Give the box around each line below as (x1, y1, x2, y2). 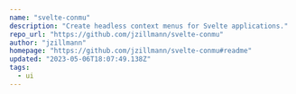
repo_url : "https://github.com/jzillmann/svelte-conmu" (9, 30, 224, 38)
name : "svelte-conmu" (9, 13, 91, 22)
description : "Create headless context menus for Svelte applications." (9, 21, 289, 30)
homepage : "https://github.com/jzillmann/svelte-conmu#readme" (9, 47, 253, 56)
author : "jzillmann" (9, 38, 88, 47)
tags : (9, 64, 30, 73)
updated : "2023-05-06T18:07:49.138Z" (9, 55, 152, 64)
